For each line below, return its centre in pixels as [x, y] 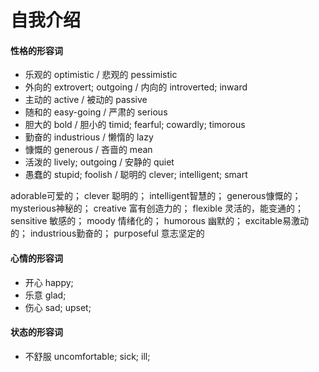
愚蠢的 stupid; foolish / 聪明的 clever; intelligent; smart [136, 175]
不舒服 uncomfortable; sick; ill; [87, 356]
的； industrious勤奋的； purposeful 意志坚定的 [107, 233]
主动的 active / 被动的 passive [86, 100]
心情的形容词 [36, 258]
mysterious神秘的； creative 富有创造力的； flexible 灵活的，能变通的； [157, 208]
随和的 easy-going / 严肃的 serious [96, 112]
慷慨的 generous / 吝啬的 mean [88, 150]
